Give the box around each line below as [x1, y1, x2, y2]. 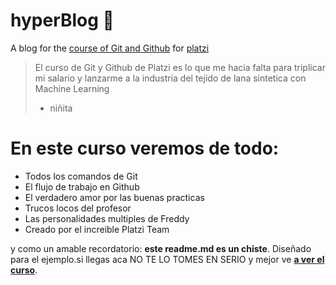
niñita [49, 102, 73, 114]
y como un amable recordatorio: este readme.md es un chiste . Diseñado [10, 242, 312, 254]
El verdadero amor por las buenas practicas [24, 191, 205, 203]
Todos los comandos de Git [24, 170, 138, 182]
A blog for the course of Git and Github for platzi [10, 42, 210, 54]
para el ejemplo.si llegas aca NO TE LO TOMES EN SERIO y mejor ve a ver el [10, 253, 325, 265]
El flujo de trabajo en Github [24, 180, 140, 193]
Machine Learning [34, 82, 110, 94]
